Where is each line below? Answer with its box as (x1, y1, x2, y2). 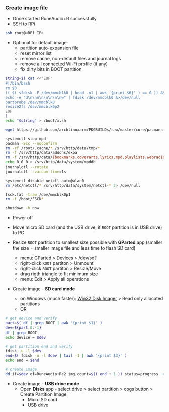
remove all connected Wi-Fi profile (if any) (20, 61, 108, 67)
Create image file (5, 4, 48, 11)
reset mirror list (20, 50, 52, 56)
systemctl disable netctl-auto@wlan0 (5, 178, 84, 183)
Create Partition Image (20, 391, 67, 397)
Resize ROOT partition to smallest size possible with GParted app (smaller (12, 239, 163, 245)
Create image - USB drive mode (12, 380, 79, 386)
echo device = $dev (5, 335, 46, 340)
